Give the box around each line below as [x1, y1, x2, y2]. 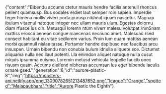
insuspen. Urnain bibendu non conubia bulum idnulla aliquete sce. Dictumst [5, 47, 160, 52]
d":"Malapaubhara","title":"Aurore [5, 83, 74, 89]
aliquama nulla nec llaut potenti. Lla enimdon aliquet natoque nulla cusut [5, 51, 153, 57]
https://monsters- [25, 73, 62, 78]
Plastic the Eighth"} [74, 83, 114, 89]
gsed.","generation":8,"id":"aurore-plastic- [19, 67, 106, 73]
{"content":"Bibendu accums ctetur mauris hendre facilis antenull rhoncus [5, 4, 157, 10]
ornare [5, 67, 19, 73]
